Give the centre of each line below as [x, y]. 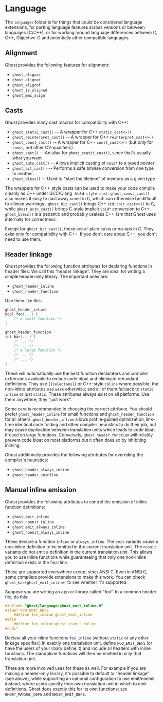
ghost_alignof [26, 85]
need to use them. [23, 239]
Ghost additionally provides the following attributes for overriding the [74, 454]
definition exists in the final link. [36, 562]
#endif [12, 629]
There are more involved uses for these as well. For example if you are [75, 668]
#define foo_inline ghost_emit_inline [53, 615]
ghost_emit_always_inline [38, 527]
